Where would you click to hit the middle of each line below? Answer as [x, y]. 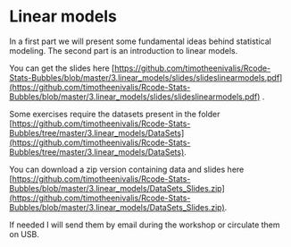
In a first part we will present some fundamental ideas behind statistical [141, 41]
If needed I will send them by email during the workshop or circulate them [145, 225]
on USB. [25, 234]
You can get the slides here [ [62, 68]
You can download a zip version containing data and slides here [127, 169]
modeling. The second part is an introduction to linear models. [124, 50]
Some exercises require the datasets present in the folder [115, 114]
